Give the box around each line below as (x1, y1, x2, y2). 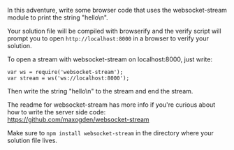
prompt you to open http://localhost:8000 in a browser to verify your (7, 34, 210, 43)
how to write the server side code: (7, 108, 106, 116)
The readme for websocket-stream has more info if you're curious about (7, 100, 216, 109)
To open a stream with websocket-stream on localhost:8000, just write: (7, 55, 213, 63)
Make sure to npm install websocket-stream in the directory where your (7, 129, 214, 137)
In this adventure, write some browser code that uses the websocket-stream (7, 6, 227, 14)
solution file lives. (7, 136, 58, 144)
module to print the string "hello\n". (7, 13, 108, 22)
